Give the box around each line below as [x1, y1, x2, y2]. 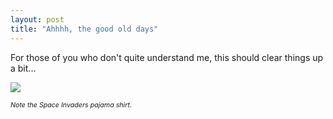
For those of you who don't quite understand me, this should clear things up [10, 51, 324, 63]
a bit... [10, 62, 37, 74]
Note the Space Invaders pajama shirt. [10, 100, 132, 110]
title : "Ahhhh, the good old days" [10, 24, 159, 34]
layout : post [10, 14, 65, 25]
